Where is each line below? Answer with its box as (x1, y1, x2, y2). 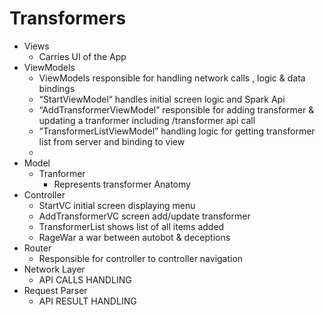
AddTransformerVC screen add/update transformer (38, 210, 251, 222)
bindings (38, 82, 76, 94)
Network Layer (23, 263, 86, 275)
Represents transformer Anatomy (53, 178, 191, 190)
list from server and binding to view (38, 135, 186, 147)
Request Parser (23, 284, 88, 296)
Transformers (9, 7, 127, 30)
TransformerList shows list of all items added (38, 220, 225, 232)
